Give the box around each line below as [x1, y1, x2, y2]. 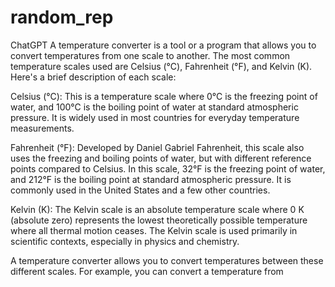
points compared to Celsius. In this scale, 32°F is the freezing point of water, [10, 162, 326, 175]
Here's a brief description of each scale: [10, 71, 177, 83]
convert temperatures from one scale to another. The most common [10, 49, 291, 61]
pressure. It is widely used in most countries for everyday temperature [10, 111, 300, 123]
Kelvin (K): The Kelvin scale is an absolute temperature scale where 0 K [10, 203, 305, 215]
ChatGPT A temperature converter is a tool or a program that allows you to [10, 39, 317, 51]
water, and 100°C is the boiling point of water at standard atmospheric [10, 101, 299, 113]
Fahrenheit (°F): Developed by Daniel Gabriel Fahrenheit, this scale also [10, 141, 305, 153]
